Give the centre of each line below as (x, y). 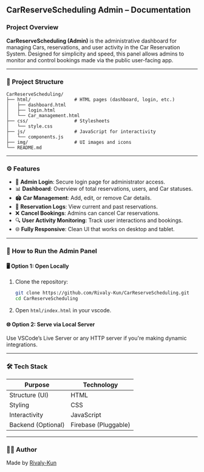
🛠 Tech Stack (27, 367)
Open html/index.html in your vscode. (63, 310)
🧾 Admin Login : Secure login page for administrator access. (90, 182)
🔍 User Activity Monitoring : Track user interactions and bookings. (99, 220)
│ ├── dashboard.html (36, 105)
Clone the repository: (42, 282)
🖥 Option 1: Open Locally (38, 266)
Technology (100, 385)
